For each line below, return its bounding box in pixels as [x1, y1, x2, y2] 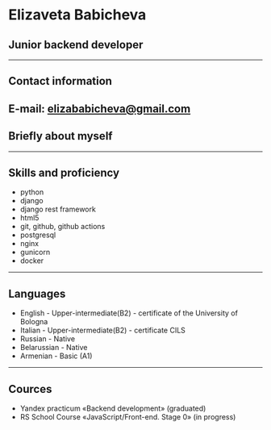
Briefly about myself [8, 129, 113, 143]
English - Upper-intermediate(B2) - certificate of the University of [19, 308, 238, 318]
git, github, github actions [19, 222, 106, 232]
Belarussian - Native [19, 343, 88, 353]
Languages [8, 286, 66, 300]
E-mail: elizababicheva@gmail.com [8, 102, 191, 115]
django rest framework [19, 204, 97, 215]
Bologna [19, 317, 48, 327]
